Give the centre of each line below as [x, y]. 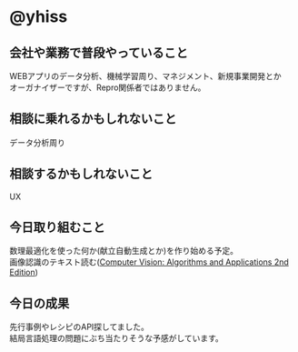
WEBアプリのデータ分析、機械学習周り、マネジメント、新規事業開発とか [145, 76]
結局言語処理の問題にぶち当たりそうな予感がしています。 [117, 338]
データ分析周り [37, 142]
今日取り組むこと [57, 228]
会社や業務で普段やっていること [99, 52]
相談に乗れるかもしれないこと [93, 119]
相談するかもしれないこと [81, 174]
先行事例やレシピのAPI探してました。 [79, 327]
